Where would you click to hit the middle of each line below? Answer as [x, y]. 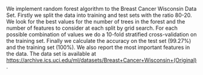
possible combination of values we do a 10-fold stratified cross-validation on [101, 34]
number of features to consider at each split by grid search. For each [92, 28]
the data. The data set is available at [51, 54]
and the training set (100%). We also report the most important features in [98, 47]
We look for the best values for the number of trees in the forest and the [96, 21]
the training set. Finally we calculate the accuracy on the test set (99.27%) [99, 41]
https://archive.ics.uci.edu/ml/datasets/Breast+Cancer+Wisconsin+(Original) [101, 60]
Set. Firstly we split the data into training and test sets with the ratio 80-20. [99, 15]
